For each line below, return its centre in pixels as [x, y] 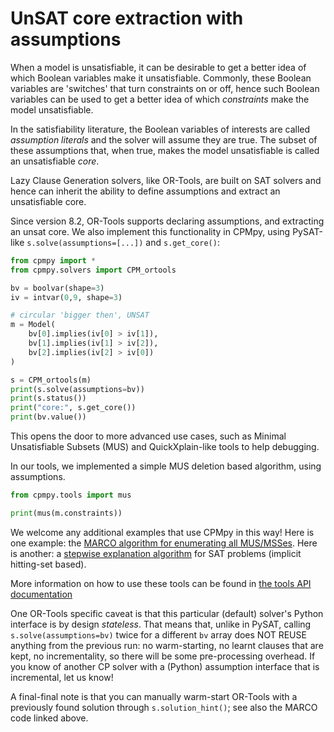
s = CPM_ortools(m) [51, 380]
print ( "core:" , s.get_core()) [73, 408]
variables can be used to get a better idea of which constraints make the [160, 99]
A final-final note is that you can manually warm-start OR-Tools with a [154, 696]
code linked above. [49, 718]
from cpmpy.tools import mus [71, 495]
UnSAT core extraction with [127, 18]
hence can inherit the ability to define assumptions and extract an [145, 191]
